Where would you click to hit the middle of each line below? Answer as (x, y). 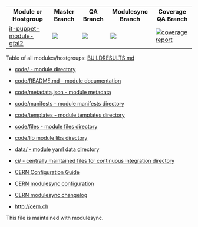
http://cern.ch (32, 206)
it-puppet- (24, 29)
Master (64, 11)
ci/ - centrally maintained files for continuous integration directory (95, 161)
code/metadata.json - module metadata (63, 92)
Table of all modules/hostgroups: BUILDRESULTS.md (70, 58)
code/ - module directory (45, 69)
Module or (27, 11)
